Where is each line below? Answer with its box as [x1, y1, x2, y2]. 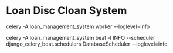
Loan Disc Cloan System [6, 4, 127, 17]
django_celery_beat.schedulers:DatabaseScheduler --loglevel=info [6, 40, 168, 47]
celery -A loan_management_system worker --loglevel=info [6, 23, 150, 30]
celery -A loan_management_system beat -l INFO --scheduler [6, 34, 155, 41]
